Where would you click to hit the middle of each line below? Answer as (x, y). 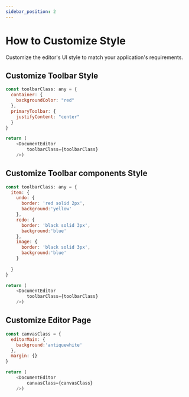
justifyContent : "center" (48, 117)
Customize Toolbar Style (52, 75)
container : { (27, 95)
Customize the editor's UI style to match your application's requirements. (94, 57)
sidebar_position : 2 (31, 12)
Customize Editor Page (48, 320)
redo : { (25, 220)
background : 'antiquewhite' (49, 345)
